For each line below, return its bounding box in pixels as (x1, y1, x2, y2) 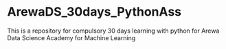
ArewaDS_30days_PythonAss (7, 4, 182, 20)
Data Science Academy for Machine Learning (7, 33, 136, 42)
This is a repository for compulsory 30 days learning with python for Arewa (7, 27, 220, 35)
